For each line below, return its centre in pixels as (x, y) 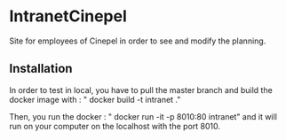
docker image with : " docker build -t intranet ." (95, 99)
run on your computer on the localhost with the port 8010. (115, 126)
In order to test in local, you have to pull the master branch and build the (141, 89)
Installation (41, 69)
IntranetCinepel (68, 16)
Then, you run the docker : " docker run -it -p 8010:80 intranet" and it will (143, 116)
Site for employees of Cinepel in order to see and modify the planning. (138, 41)
